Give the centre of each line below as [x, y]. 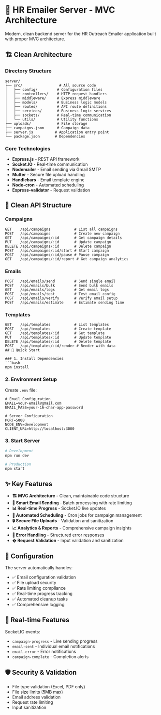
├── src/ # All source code [51, 85]
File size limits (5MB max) [37, 692]
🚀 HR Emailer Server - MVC [60, 10]
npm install [17, 367]
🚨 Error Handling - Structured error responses [58, 535]
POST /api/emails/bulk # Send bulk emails [59, 285]
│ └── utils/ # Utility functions [51, 119]
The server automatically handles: [39, 567]
